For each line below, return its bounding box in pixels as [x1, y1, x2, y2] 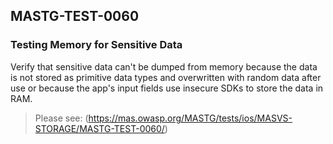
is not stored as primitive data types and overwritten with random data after [10, 71, 322, 83]
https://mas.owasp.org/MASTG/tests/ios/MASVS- [88, 112, 293, 124]
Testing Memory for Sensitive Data [10, 38, 183, 52]
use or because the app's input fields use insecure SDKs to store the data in [10, 82, 324, 94]
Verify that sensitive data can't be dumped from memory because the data [10, 60, 318, 73]
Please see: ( [34, 112, 89, 124]
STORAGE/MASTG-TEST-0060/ [34, 122, 165, 134]
